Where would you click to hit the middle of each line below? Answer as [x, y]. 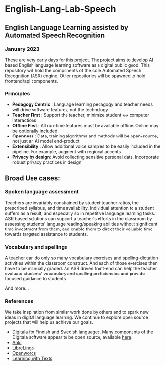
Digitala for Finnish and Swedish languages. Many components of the [83, 332]
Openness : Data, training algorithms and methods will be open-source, [85, 136]
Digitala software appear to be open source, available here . [72, 337]
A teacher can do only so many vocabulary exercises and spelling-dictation [82, 258]
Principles [17, 93]
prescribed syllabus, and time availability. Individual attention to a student [80, 208]
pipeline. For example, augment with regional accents [66, 152]
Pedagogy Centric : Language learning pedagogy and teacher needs [82, 104]
